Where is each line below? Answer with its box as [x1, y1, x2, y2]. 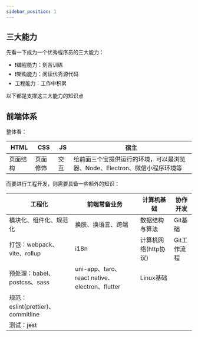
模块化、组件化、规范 [9, 216, 69, 225]
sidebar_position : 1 [6, 8, 57, 15]
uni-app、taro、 [75, 265, 121, 273]
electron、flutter [75, 283, 121, 291]
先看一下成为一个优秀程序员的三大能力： [6, 48, 104, 56]
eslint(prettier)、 [9, 303, 55, 311]
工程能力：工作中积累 [14, 80, 67, 87]
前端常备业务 [87, 200, 123, 209]
